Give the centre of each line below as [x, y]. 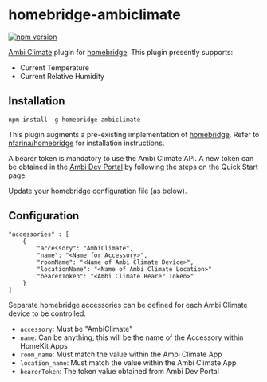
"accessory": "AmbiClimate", [85, 248]
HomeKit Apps [43, 345]
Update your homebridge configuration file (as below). [98, 191]
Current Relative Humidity [62, 76]
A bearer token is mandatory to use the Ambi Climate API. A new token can [131, 158]
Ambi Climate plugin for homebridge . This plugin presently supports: [121, 52]
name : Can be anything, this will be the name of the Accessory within [132, 337]
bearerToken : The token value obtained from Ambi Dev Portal [119, 371]
